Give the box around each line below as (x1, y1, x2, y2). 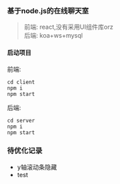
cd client (7, 79, 36, 86)
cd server (7, 117, 36, 124)
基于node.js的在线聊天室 (7, 5, 89, 15)
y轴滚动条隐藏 (16, 163, 57, 171)
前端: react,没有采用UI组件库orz (23, 23, 114, 31)
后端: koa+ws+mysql (23, 31, 84, 40)
